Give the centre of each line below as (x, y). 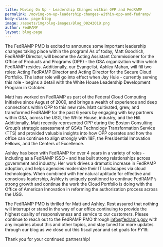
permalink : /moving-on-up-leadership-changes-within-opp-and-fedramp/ (78, 14)
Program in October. (25, 87)
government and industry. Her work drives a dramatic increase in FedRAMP (81, 163)
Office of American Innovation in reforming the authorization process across (81, 189)
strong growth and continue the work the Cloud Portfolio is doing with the (79, 184)
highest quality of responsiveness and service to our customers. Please (77, 214)
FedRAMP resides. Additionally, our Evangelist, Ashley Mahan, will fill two (78, 67)
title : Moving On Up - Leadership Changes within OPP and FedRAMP (74, 9)
